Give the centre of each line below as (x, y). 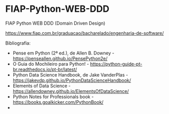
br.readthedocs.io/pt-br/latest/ (45, 69)
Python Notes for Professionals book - (53, 97)
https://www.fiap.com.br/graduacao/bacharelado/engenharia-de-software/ (84, 33)
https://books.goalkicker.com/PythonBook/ (58, 102)
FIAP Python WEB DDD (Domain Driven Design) (55, 23)
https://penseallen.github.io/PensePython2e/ (60, 58)
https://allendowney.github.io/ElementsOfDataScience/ (71, 91)
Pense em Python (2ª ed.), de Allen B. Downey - (63, 53)
